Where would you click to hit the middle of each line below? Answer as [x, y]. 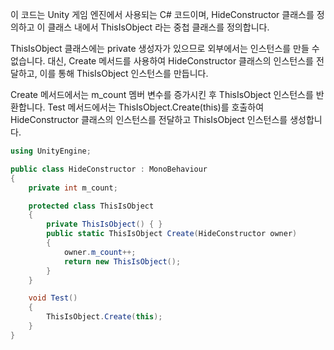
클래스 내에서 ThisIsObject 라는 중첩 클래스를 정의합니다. [158, 27]
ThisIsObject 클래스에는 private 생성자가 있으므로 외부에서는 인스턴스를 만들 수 [165, 48]
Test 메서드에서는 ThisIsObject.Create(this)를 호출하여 [156, 107]
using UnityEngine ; [51, 151]
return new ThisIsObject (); [122, 261]
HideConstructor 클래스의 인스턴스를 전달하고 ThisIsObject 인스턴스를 [149, 119]
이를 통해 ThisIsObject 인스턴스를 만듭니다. [124, 73]
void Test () [53, 298]
